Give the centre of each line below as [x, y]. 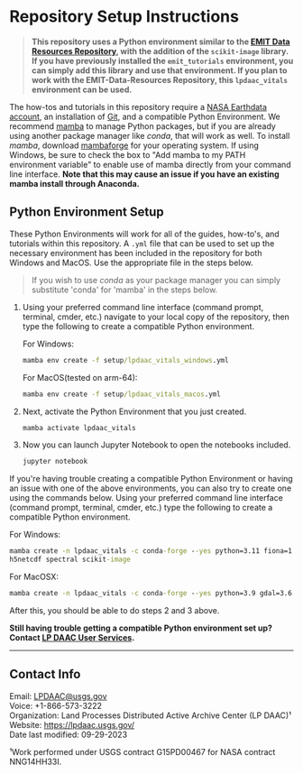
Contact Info [45, 674]
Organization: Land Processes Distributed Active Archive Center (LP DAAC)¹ [150, 715]
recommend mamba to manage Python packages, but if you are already [143, 126]
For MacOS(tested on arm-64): [80, 377]
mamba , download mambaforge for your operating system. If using [134, 145]
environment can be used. [82, 89]
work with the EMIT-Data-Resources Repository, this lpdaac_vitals [160, 79]
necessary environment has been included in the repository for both [136, 253]
